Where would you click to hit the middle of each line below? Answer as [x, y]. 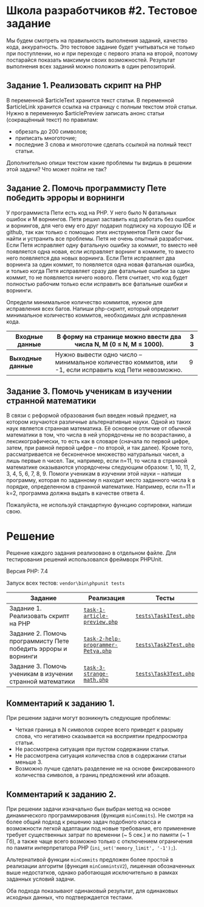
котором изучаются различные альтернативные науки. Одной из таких [99, 422]
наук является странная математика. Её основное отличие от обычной [99, 429]
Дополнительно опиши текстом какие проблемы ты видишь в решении [99, 163]
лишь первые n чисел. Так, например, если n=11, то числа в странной [97, 461]
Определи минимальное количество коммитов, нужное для [84, 302]
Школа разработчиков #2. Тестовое [102, 11]
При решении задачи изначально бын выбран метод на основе [89, 809]
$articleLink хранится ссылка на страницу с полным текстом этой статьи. [102, 107]
